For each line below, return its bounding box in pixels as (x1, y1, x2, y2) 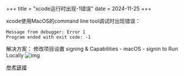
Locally (6, 52, 24, 58)
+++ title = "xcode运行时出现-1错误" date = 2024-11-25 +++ (6, 5, 152, 12)
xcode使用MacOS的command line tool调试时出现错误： (6, 18, 140, 25)
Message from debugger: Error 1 (6, 29, 86, 35)
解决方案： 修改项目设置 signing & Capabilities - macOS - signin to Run (6, 46, 178, 52)
